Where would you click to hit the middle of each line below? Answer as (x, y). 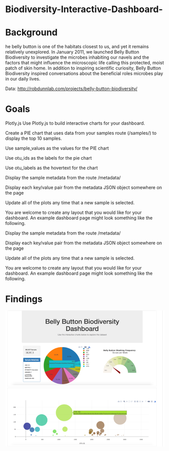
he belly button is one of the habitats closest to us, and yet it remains (77, 47)
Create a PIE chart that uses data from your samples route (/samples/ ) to (81, 133)
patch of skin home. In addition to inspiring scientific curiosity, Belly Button (83, 68)
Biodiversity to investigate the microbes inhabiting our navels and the (77, 57)
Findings (24, 299)
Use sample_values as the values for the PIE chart (57, 148)
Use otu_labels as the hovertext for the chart (52, 168)
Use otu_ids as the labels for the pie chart (49, 158)
